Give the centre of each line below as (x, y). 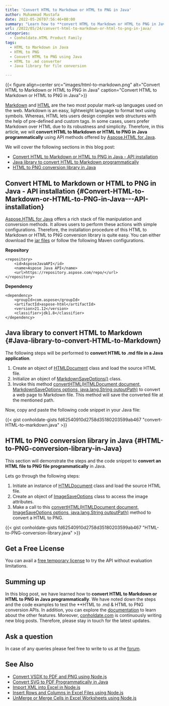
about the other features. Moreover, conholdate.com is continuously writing (83, 615)
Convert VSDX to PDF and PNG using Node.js (60, 676)
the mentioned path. (33, 400)
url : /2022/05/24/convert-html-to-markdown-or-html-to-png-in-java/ (78, 29)
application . (18, 358)
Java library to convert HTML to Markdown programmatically (76, 162)
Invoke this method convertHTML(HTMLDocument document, (76, 384)
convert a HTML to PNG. (38, 518)
